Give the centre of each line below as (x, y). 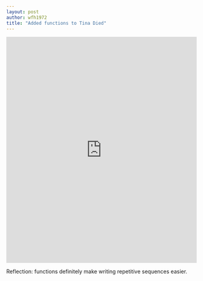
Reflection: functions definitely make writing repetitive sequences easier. (97, 271)
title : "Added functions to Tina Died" (56, 23)
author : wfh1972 (27, 17)
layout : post (23, 12)
